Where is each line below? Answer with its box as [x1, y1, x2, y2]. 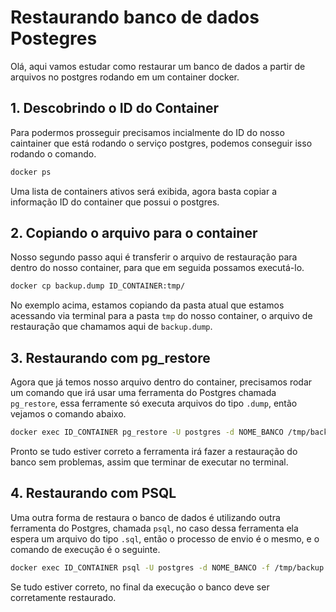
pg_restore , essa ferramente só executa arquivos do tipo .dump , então [10, 397, 298, 410]
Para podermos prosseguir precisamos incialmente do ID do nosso [10, 126, 285, 138]
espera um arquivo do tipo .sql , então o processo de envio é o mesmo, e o [10, 532, 320, 545]
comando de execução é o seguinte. [10, 543, 161, 555]
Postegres [10, 27, 98, 50]
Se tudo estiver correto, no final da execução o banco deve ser [10, 581, 270, 593]
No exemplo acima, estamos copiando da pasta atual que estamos [10, 299, 285, 311]
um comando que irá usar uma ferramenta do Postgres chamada [10, 387, 277, 399]
